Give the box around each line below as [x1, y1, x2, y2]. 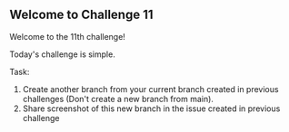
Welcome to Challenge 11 [9, 7, 154, 23]
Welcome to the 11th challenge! [9, 31, 125, 42]
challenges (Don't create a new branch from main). [22, 93, 214, 104]
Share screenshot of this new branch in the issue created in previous [22, 103, 281, 114]
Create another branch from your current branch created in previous [22, 83, 279, 94]
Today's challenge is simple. [9, 49, 115, 60]
